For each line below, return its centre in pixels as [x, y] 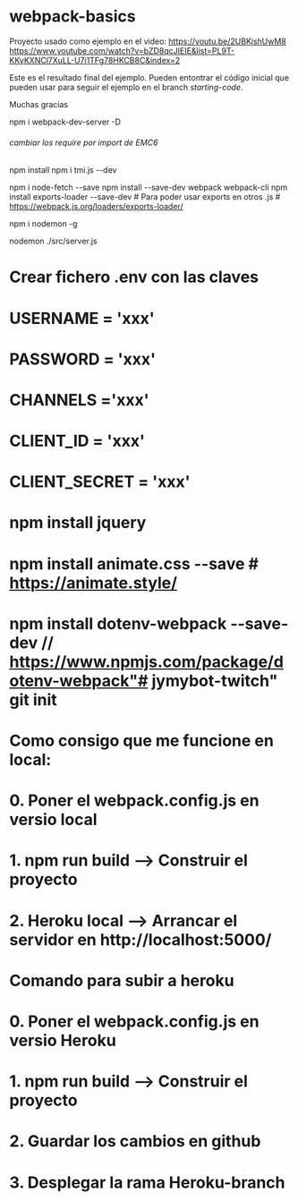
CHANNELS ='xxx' [79, 400]
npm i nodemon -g [43, 224]
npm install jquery [78, 523]
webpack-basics [72, 17]
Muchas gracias [39, 104]
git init [34, 699]
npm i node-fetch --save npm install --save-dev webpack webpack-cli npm [149, 187]
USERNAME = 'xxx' [82, 318]
